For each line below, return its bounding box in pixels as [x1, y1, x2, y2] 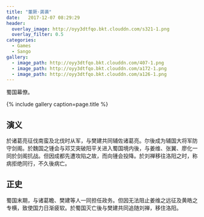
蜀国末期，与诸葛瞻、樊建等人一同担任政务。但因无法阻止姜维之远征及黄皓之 [6, 196, 198, 204]
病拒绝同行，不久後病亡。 [6, 160, 70, 167]
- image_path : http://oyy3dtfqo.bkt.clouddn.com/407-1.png [12, 60, 165, 66]
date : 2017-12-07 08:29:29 [6, 15, 80, 21]
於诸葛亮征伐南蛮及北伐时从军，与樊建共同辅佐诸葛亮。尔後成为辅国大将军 [6, 137, 192, 145]
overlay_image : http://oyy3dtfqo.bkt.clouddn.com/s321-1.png [12, 26, 170, 32]
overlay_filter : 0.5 [12, 32, 64, 38]
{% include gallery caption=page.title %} [6, 101, 108, 108]
